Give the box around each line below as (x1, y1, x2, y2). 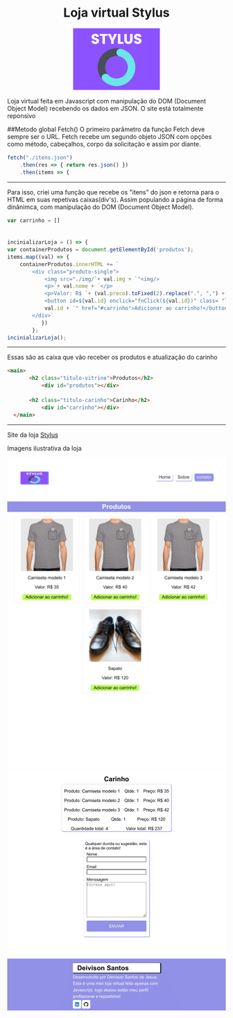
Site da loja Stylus (7, 431, 59, 439)
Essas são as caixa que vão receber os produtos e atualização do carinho (7, 353, 218, 362)
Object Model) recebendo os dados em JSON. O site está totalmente (7, 104, 203, 112)
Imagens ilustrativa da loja (7, 444, 82, 452)
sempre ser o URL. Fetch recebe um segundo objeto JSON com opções (7, 132, 212, 140)
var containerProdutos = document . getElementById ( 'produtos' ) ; (7, 247, 194, 253)
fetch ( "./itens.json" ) (7, 154, 73, 161)
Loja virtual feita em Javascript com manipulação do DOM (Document (7, 97, 207, 105)
